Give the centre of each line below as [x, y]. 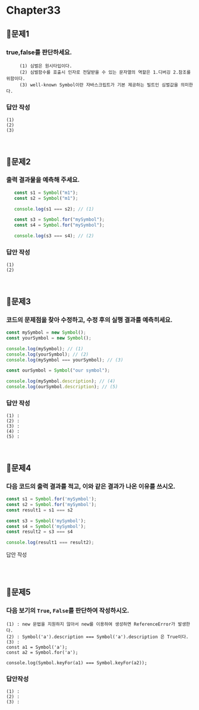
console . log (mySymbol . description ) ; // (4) [61, 381]
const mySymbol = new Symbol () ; [46, 333]
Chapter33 [34, 10]
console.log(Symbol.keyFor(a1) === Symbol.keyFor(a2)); [77, 663]
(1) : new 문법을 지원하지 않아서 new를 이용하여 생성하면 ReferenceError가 [91, 624]
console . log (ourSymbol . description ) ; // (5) [62, 387]
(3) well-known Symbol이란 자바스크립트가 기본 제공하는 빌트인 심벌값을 [99, 85]
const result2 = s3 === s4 [40, 532]
